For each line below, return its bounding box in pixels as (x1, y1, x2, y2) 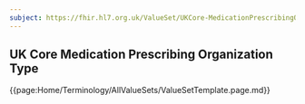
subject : (9, 13, 43, 23)
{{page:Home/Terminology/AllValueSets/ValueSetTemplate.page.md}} (9, 85, 271, 96)
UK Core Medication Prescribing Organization (9, 47, 274, 62)
